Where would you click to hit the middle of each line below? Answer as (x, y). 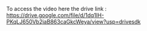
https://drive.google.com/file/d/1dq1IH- (55, 15)
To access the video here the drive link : (56, 9)
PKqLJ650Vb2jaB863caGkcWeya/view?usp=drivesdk (73, 22)
